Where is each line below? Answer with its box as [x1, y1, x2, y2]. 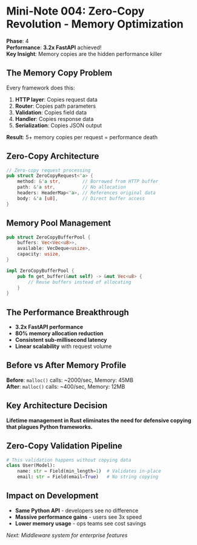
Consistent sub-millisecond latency [15, 336, 107, 344]
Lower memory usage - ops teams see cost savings [15, 519, 147, 527]
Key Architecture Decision [6, 400, 108, 411]
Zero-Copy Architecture [6, 151, 99, 162]
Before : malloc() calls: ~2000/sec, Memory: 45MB [6, 376, 133, 384]
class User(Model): [6, 462, 56, 469]
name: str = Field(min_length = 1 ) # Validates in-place [17, 468, 162, 474]
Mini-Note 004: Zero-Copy [6, 4, 145, 18]
